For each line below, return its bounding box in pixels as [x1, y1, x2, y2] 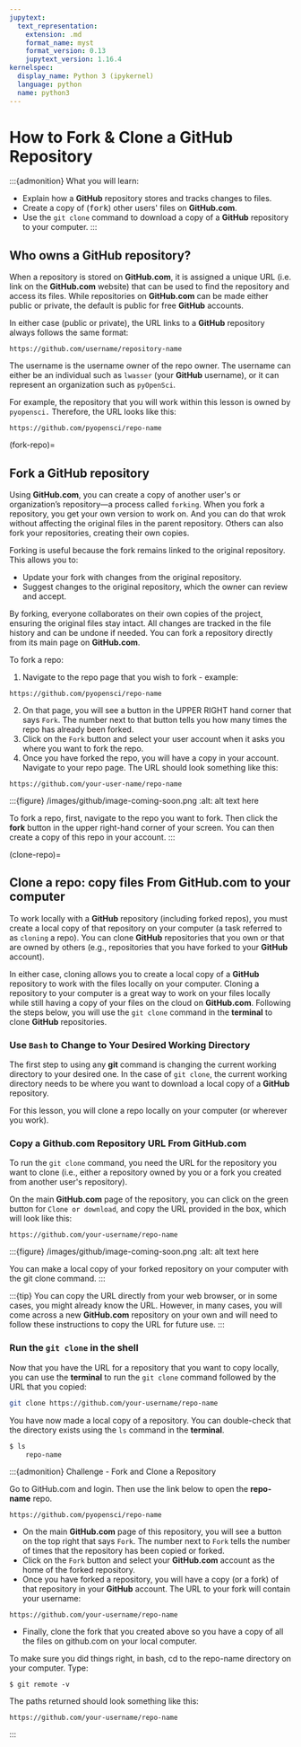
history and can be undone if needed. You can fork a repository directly [9, 628, 273, 639]
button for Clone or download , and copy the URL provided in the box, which [9, 1204, 287, 1214]
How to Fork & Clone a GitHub [9, 127, 233, 147]
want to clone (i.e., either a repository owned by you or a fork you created [9, 1167, 282, 1178]
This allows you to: [9, 554, 79, 566]
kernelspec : [9, 64, 54, 73]
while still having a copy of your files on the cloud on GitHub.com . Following [9, 997, 291, 1008]
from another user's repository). [9, 1177, 128, 1187]
